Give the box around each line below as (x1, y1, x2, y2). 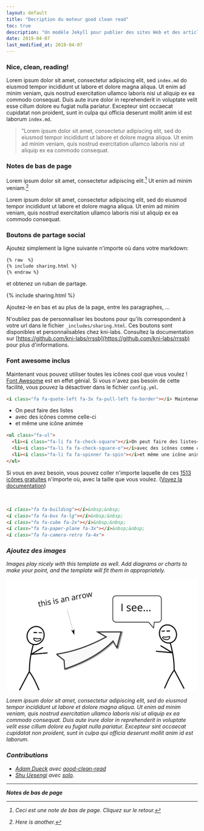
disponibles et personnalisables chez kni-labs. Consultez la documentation (6, 328, 194, 336)
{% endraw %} (6, 269, 39, 275)
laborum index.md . (6, 116, 52, 123)
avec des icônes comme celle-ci (15, 413, 97, 420)
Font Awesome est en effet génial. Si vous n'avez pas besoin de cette (6, 377, 180, 384)
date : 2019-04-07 (6, 35, 50, 42)
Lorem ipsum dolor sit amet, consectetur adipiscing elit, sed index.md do (6, 77, 187, 84)
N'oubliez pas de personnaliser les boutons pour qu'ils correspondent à (6, 316, 186, 323)
